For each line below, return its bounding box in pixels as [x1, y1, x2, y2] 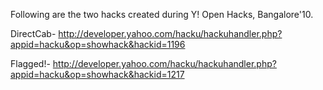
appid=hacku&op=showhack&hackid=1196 [10, 39, 186, 50]
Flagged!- [10, 58, 51, 69]
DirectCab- [10, 28, 57, 39]
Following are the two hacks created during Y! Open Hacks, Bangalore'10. [10, 9, 314, 20]
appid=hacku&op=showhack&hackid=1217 [10, 69, 185, 80]
